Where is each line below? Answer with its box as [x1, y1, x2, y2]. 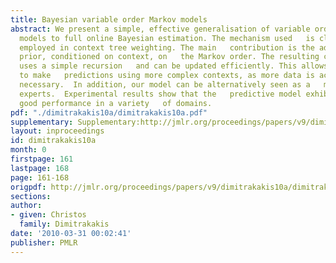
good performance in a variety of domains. [19, 98, 213, 108]
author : [10, 201, 43, 211]
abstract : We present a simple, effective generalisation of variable [10, 24, 311, 34]
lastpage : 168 [10, 163, 70, 173]
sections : [10, 191, 52, 201]
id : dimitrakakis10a [10, 136, 97, 146]
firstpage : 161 [10, 154, 74, 164]
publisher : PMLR [10, 237, 78, 248]
